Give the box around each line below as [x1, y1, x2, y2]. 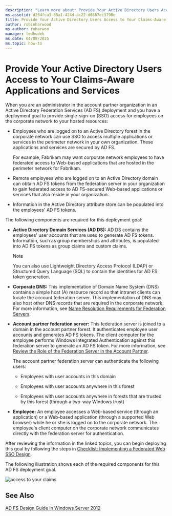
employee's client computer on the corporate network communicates [12, 425, 159, 431]
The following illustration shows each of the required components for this [5, 461, 160, 467]
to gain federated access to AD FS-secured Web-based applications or [12, 185, 163, 192]
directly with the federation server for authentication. [12, 430, 124, 436]
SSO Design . [5, 451, 32, 457]
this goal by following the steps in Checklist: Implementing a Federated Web [5, 445, 165, 451]
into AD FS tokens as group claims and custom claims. [12, 243, 127, 249]
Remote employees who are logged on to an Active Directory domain [12, 175, 158, 181]
